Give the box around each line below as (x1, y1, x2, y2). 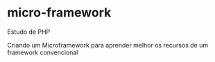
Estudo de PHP (7, 28, 51, 36)
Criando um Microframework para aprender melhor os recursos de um (7, 41, 209, 49)
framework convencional (7, 48, 78, 56)
